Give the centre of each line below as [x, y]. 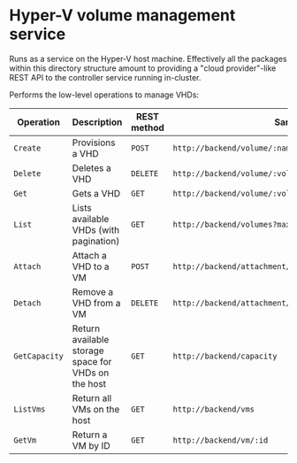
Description [97, 122]
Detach [27, 303]
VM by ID [91, 445]
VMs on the [96, 409]
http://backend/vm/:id [221, 440]
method [148, 127]
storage [88, 351]
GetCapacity [39, 356]
